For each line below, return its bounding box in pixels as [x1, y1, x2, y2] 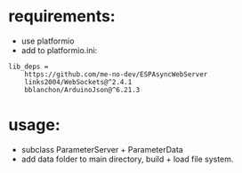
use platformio [20, 35, 75, 46]
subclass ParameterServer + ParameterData [20, 144, 183, 154]
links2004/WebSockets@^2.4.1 [24, 77, 133, 86]
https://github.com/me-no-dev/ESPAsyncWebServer [24, 69, 208, 79]
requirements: [8, 6, 117, 27]
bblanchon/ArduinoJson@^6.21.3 [24, 85, 141, 94]
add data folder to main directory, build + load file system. [20, 153, 234, 164]
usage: [8, 115, 61, 135]
